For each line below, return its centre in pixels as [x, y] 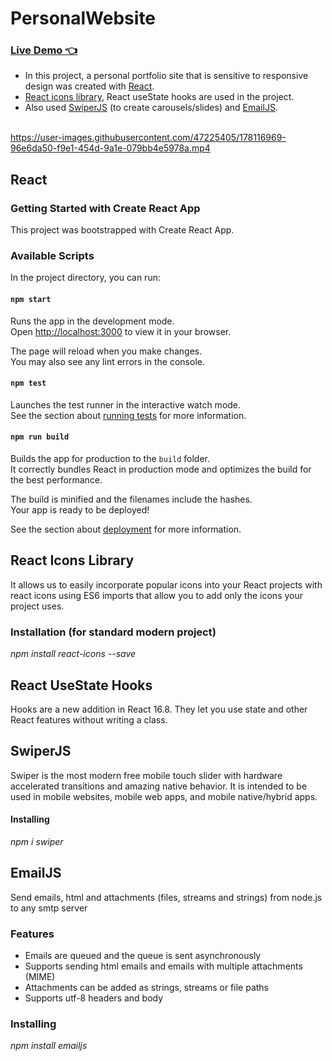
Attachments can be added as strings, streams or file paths [146, 988]
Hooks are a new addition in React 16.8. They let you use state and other [159, 709]
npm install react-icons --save [73, 654]
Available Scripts [52, 256]
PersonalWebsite [83, 18]
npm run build [40, 437]
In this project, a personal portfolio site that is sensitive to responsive [166, 76]
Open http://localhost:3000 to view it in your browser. [121, 331]
